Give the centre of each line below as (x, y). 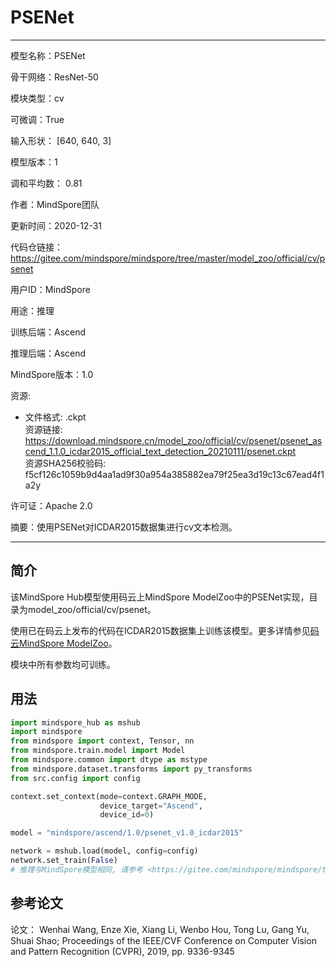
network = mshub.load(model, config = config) (104, 851)
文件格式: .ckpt (55, 417)
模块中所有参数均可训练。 (63, 664)
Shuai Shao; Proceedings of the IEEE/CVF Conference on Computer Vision (163, 940)
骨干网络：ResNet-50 (54, 77)
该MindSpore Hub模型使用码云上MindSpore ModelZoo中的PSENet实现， (160, 597)
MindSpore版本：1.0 (52, 374)
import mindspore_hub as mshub (75, 722)
